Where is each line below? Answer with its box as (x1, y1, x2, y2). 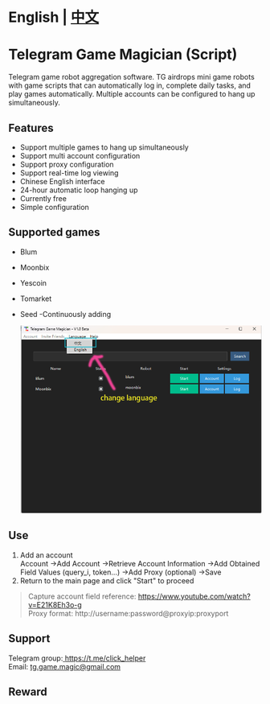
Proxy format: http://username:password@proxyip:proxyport (27, 608, 229, 618)
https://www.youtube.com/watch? (137, 591, 251, 601)
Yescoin (19, 278, 47, 287)
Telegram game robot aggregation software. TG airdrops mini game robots (8, 72, 255, 82)
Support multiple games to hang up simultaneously (19, 142, 189, 152)
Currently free (19, 193, 67, 203)
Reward (8, 685, 48, 699)
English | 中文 (8, 8, 100, 27)
